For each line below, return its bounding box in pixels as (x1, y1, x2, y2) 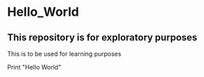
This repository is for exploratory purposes (7, 32, 198, 43)
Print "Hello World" (7, 63, 62, 71)
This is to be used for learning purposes (7, 49, 121, 58)
